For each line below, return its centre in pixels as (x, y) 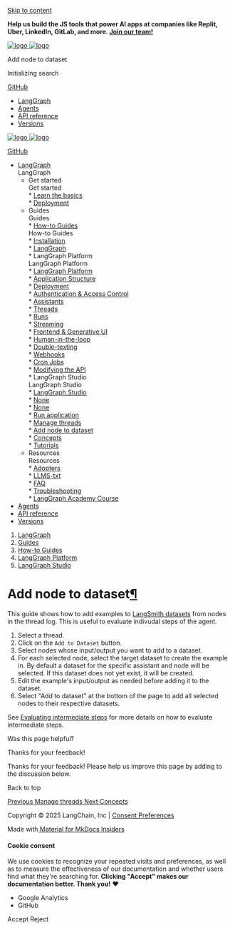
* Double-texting (53, 347)
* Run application (54, 415)
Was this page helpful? (41, 738)
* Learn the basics (56, 195)
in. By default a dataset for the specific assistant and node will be (114, 665)
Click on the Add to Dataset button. (70, 643)
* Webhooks (47, 354)
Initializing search (33, 73)
